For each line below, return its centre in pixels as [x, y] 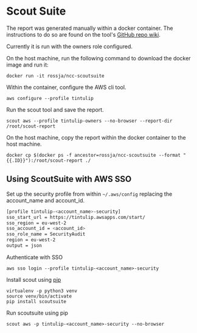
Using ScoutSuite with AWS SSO [69, 179]
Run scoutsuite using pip [37, 313]
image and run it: [27, 65]
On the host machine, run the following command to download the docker [98, 58]
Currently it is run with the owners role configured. [69, 46]
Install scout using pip [34, 279]
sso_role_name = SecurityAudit [46, 234]
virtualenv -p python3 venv [42, 291]
